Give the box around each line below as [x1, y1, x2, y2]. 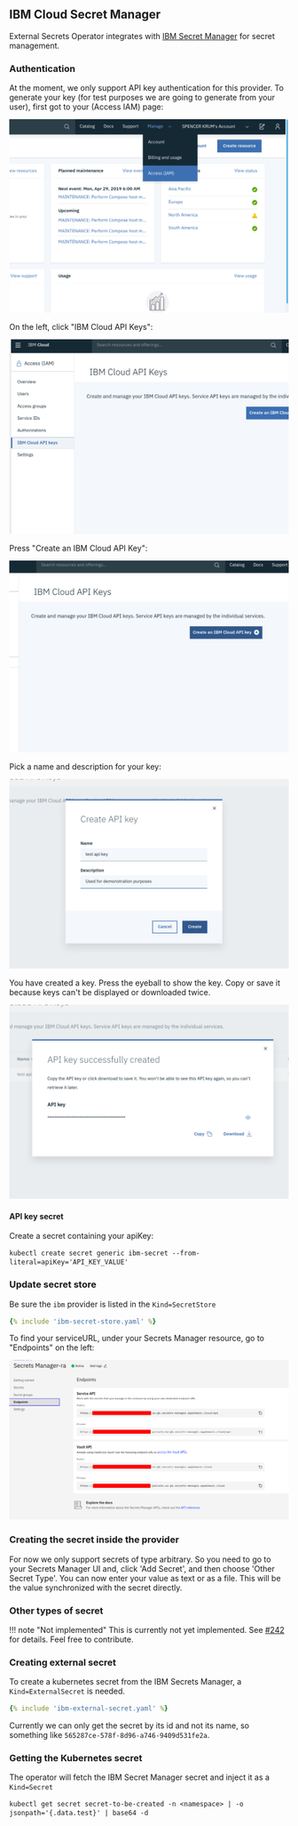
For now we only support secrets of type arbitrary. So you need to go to [9, 1554, 271, 1565]
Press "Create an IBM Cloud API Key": [9, 543, 148, 554]
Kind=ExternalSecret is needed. [9, 1685, 126, 1697]
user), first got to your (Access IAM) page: [9, 101, 164, 112]
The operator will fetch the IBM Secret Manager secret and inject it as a [9, 1772, 271, 1782]
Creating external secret [9, 1656, 117, 1669]
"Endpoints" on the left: [9, 1342, 95, 1353]
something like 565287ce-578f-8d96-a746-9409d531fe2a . [9, 1730, 210, 1741]
